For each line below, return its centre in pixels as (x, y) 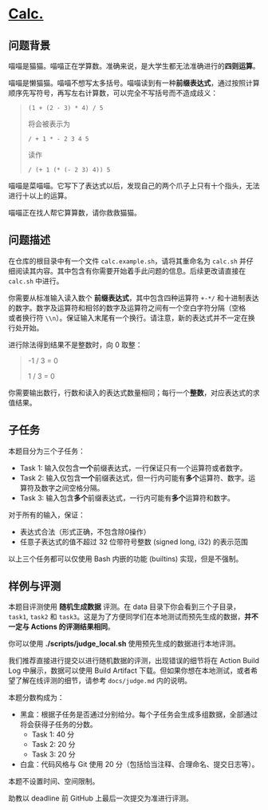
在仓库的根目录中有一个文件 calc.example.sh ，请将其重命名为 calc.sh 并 (128, 261)
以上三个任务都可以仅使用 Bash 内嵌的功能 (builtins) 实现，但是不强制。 (126, 559)
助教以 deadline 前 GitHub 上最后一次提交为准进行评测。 (100, 798)
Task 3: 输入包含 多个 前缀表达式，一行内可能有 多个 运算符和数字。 (127, 498)
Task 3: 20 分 (53, 754)
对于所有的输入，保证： (47, 515)
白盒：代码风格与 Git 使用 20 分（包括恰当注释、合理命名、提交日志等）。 (139, 765)
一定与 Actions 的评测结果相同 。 (62, 626)
